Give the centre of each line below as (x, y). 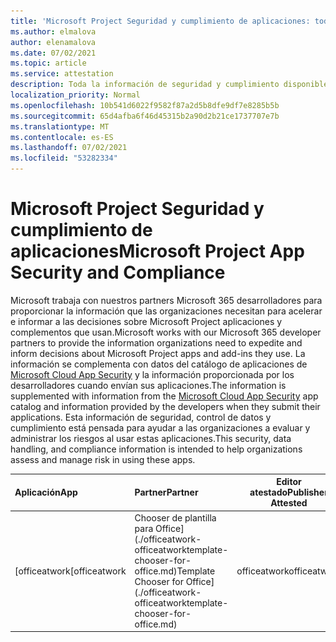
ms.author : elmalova (53, 31)
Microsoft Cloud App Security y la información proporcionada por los (152, 374)
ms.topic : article (48, 63)
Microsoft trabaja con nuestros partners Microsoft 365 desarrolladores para (166, 300)
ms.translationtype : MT (60, 126)
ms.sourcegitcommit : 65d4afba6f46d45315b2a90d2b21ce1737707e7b (145, 116)
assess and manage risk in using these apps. (103, 459)
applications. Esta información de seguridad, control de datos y (141, 417)
